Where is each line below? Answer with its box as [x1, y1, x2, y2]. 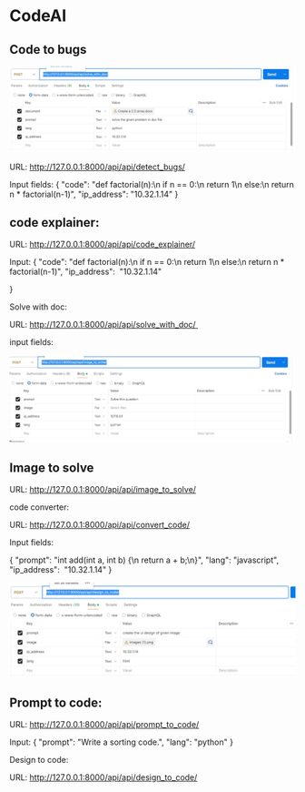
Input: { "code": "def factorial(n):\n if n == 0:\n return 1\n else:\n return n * [9, 257, 285, 268]
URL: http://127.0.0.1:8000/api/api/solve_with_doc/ [9, 320, 197, 330]
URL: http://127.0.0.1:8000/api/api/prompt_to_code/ [9, 719, 200, 730]
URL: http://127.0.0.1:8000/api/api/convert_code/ [9, 519, 191, 530]
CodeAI [9, 5, 67, 26]
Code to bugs [9, 42, 87, 57]
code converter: [9, 502, 70, 513]
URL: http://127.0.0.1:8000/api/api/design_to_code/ [9, 772, 198, 783]
